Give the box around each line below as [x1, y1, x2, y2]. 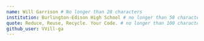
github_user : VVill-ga [6, 25, 64, 32]
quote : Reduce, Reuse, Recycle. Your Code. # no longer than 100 [6, 20, 175, 26]
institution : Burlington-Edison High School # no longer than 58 [6, 14, 175, 20]
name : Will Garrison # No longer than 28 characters [6, 8, 143, 15]
